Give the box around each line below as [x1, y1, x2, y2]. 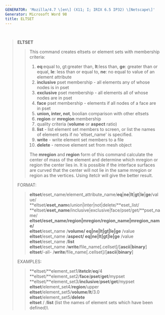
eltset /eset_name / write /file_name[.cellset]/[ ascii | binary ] [29, 244, 147, 250]
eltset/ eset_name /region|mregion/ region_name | [29, 218, 132, 224]
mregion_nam [131, 218, 160, 224]
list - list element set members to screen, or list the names [36, 126, 155, 132]
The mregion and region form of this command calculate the [29, 152, 153, 157]
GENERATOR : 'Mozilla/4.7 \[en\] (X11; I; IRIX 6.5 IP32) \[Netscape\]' [5, 7, 155, 12]
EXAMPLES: [17, 259, 42, 265]
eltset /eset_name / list [29, 239, 75, 245]
